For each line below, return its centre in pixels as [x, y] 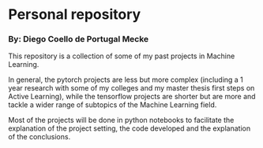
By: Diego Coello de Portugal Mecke [79, 39]
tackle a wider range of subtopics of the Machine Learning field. [113, 105]
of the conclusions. [39, 137]
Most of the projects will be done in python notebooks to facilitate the [121, 120]
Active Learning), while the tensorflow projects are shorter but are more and [132, 97]
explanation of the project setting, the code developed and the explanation [130, 128]
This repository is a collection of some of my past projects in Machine [122, 56]
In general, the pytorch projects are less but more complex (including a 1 [126, 80]
